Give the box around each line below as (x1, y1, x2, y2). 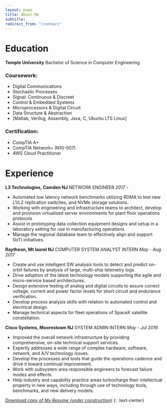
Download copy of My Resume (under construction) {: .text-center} (5, 397, 144, 403)
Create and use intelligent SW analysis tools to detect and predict (12, 261, 148, 267)
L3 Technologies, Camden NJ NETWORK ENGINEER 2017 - (5, 184, 129, 190)
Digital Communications (12, 83, 62, 89)
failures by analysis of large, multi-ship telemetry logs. (23, 266, 135, 273)
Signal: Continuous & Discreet (12, 94, 74, 100)
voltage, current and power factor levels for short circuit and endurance (12, 288, 161, 294)
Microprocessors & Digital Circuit (12, 105, 81, 111)
